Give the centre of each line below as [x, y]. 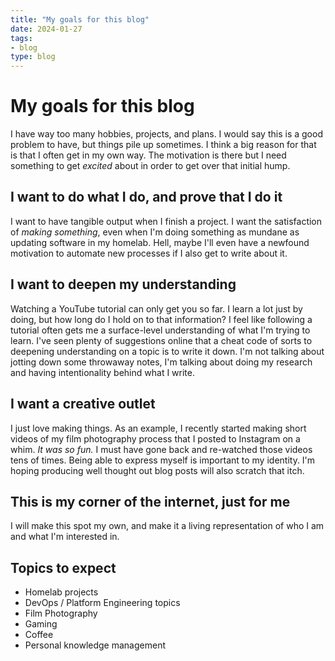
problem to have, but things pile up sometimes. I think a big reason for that [163, 145]
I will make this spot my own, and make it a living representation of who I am [167, 526]
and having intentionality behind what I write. [102, 372]
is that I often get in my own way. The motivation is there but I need [148, 155]
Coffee [39, 635]
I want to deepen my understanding [123, 284]
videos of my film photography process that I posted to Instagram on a [155, 438]
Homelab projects [61, 592]
